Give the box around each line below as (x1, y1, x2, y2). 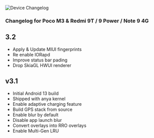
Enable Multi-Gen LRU (12, 127, 59, 133)
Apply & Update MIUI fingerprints (12, 46, 82, 52)
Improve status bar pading (12, 57, 68, 63)
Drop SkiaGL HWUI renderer (12, 62, 72, 68)
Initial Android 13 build (12, 90, 59, 96)
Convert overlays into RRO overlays (12, 122, 87, 128)
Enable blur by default (12, 111, 59, 118)
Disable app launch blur (12, 117, 62, 123)
